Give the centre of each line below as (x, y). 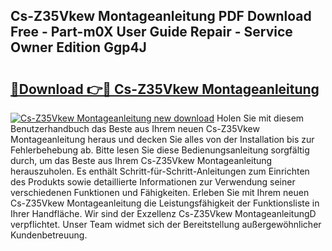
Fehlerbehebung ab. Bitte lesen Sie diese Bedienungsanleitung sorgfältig (160, 150)
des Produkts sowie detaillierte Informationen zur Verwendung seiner (153, 182)
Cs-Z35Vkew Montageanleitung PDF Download (161, 16)
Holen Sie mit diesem (260, 118)
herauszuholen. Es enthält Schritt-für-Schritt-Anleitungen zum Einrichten (160, 171)
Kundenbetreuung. (49, 235)
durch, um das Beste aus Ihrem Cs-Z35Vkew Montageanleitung (141, 160)
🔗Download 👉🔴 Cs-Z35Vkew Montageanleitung (165, 89)
